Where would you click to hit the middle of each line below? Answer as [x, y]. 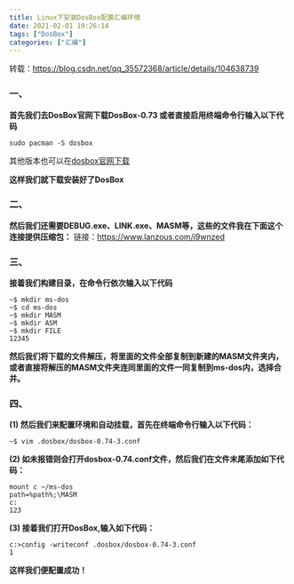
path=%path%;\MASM [43, 495]
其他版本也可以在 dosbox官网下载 [70, 160]
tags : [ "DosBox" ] [41, 34]
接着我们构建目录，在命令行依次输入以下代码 [91, 283]
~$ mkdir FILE [36, 331]
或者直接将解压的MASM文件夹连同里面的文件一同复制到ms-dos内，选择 [141, 368]
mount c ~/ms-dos [41, 487]
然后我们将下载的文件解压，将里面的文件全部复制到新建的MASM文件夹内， [147, 356]
